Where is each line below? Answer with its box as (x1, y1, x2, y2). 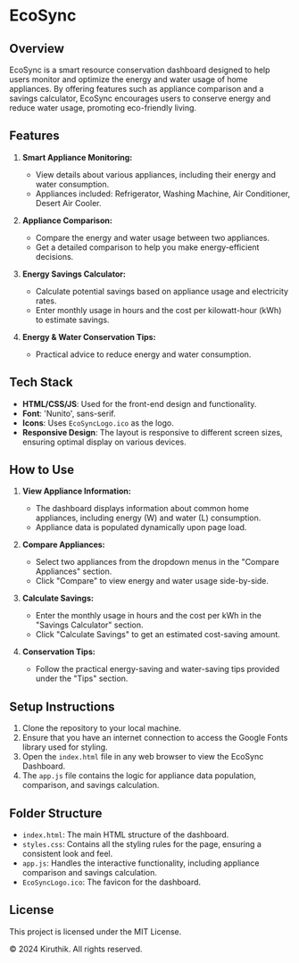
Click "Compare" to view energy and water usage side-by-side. (35, 576, 270, 586)
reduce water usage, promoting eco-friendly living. (9, 103, 197, 112)
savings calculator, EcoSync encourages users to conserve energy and (9, 93, 271, 104)
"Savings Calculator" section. (35, 619, 144, 630)
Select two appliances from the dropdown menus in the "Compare (35, 557, 279, 568)
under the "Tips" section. (35, 673, 129, 684)
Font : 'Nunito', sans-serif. (21, 408, 116, 419)
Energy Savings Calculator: (21, 269, 127, 279)
